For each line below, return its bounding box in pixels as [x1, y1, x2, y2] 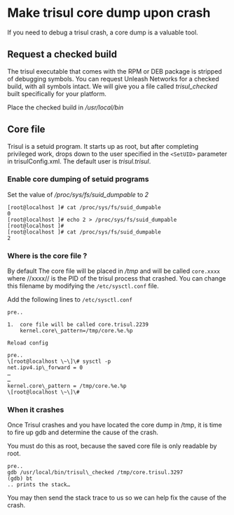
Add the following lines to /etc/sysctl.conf [7, 295, 133, 304]
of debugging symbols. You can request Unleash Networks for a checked [7, 74, 219, 83]
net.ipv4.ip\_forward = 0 [7, 364, 83, 371]
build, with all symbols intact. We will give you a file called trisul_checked [7, 82, 218, 91]
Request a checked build [7, 48, 118, 60]
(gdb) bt [7, 475, 33, 482]
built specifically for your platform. [7, 89, 106, 98]
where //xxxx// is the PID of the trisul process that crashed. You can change [7, 274, 226, 283]
